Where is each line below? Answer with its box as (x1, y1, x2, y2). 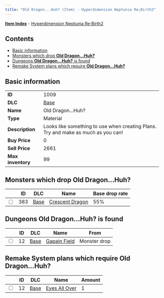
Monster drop (79, 237, 111, 244)
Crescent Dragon (49, 198, 89, 205)
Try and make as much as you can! (43, 129, 123, 136)
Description (7, 126, 36, 133)
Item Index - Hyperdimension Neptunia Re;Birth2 (5, 21, 103, 26)
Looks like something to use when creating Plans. (43, 123, 157, 130)
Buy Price (7, 137, 31, 144)
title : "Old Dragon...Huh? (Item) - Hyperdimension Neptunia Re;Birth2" (5, 7, 156, 12)
